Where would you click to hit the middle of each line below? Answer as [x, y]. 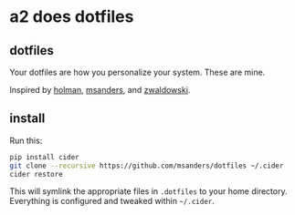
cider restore [37, 174]
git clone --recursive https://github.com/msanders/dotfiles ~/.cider [147, 166]
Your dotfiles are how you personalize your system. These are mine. [137, 72]
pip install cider [44, 157]
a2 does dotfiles [72, 17]
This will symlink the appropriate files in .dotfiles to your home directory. [148, 191]
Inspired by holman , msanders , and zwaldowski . [100, 90]
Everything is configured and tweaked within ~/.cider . [112, 201]
